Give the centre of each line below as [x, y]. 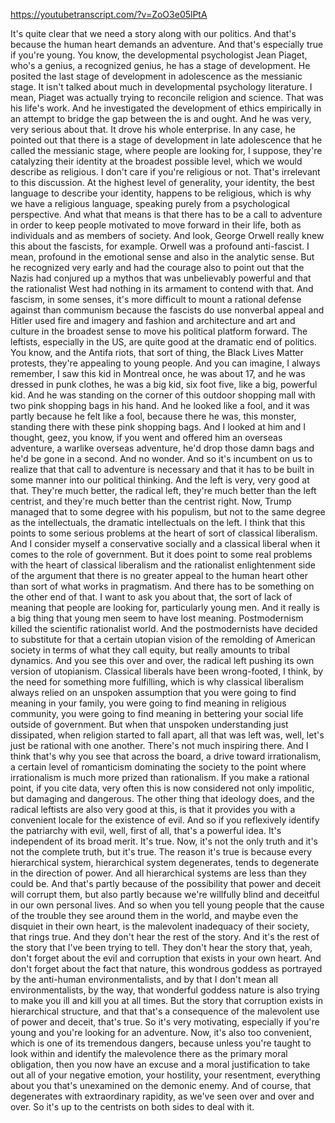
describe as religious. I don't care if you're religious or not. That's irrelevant [165, 172]
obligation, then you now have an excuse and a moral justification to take [160, 1064]
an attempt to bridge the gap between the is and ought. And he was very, [161, 118]
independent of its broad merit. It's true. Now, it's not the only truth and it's [164, 841]
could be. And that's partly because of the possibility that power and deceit [165, 883]
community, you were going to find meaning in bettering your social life [157, 713]
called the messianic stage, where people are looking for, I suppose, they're [166, 150]
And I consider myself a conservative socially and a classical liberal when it [165, 543]
